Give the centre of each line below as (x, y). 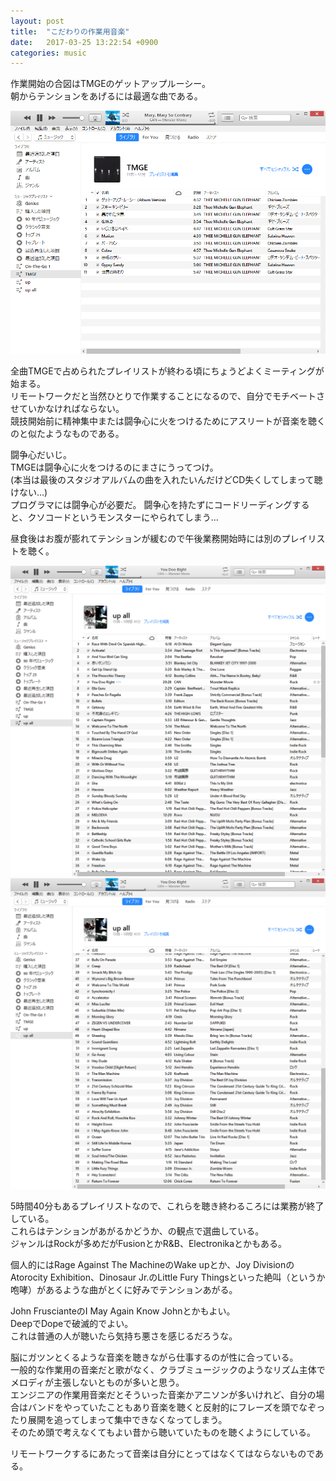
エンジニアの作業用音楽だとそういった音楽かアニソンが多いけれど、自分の (163, 1395)
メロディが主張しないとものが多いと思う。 (97, 1382)
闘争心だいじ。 (41, 454)
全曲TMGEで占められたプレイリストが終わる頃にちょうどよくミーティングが (167, 371)
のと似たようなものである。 (67, 433)
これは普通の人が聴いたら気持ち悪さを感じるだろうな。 (124, 1336)
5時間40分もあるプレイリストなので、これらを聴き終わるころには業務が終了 (167, 1206)
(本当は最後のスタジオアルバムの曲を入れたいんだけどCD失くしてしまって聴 (166, 479)
